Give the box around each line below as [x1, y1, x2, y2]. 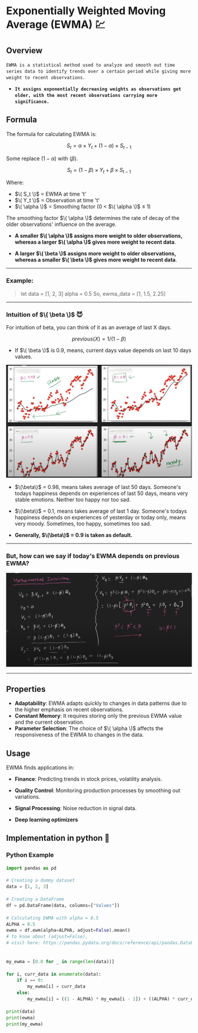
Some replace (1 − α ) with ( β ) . [6, 155, 78, 162]
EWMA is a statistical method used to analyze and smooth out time [6, 62, 176, 68]
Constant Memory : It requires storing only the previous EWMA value [14, 713, 182, 720]
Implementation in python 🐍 [6, 833, 110, 843]
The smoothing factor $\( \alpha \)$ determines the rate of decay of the [6, 215, 180, 222]
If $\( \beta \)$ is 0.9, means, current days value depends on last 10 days [14, 347, 192, 354]
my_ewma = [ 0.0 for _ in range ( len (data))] [6, 958, 115, 964]
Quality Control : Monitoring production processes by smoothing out [14, 787, 181, 794]
